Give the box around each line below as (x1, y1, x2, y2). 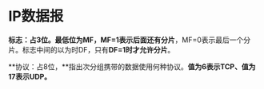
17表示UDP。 (8, 72, 52, 81)
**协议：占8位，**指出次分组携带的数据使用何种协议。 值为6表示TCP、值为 (8, 61, 256, 72)
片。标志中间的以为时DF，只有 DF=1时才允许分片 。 (8, 44, 175, 54)
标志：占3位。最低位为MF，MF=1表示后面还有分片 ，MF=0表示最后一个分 (8, 35, 251, 44)
